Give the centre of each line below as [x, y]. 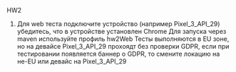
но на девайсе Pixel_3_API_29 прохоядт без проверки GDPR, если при [123, 46]
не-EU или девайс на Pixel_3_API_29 [72, 61]
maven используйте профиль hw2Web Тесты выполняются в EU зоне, [123, 39]
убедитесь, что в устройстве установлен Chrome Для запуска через [122, 31]
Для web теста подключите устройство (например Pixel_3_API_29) [118, 24]
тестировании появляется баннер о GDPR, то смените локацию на [118, 54]
